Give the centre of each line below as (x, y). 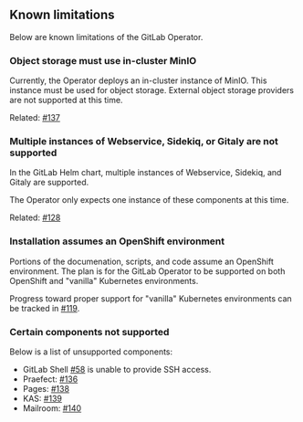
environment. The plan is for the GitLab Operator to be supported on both (147, 271)
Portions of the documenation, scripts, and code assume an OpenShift (141, 261)
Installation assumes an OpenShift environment (117, 241)
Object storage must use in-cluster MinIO (103, 60)
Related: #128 (35, 217)
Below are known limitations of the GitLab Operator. (106, 37)
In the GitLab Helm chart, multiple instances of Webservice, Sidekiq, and (146, 173)
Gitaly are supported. (49, 183)
